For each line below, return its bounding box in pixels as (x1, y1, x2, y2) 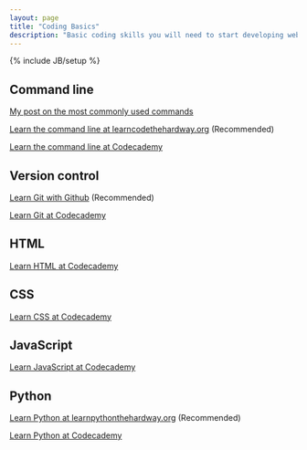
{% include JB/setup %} (9, 56, 101, 67)
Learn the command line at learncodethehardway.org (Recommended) (9, 124, 275, 135)
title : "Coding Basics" (9, 22, 101, 31)
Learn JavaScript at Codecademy (9, 361, 136, 372)
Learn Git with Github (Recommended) (9, 193, 155, 203)
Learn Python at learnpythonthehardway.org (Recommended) (9, 413, 241, 424)
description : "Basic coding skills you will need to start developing (9, 30, 284, 39)
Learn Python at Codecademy (9, 430, 122, 441)
